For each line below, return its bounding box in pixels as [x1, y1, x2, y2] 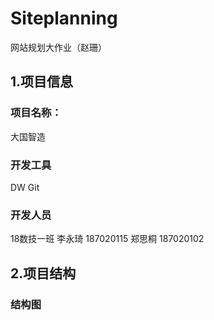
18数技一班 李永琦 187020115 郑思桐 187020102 [10, 233, 205, 245]
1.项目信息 [10, 73, 74, 91]
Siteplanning [10, 7, 118, 30]
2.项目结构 [10, 265, 77, 282]
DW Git [10, 181, 40, 193]
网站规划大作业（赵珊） [10, 41, 107, 53]
